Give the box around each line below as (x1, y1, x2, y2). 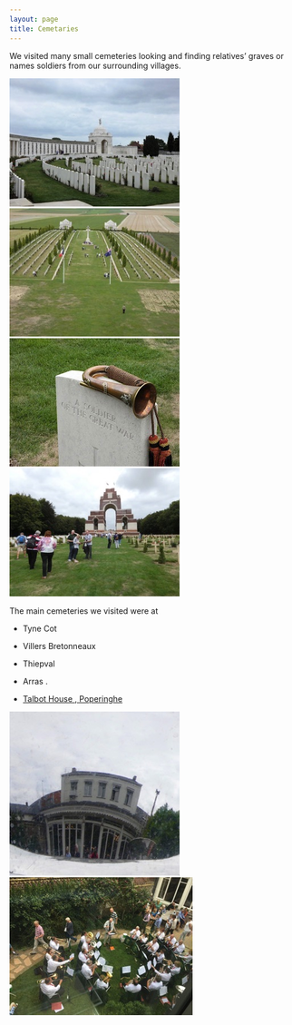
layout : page (9, 15, 59, 24)
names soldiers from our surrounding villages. (9, 60, 181, 71)
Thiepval (22, 658, 56, 669)
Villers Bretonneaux (22, 640, 97, 651)
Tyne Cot (22, 623, 57, 634)
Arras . (22, 675, 48, 686)
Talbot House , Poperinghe (22, 693, 123, 704)
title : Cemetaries (9, 24, 79, 34)
